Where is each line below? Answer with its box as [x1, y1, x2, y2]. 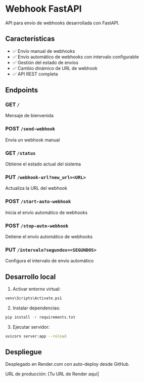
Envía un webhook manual [5, 136, 60, 143]
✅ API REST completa [12, 71, 58, 77]
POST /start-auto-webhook [5, 198, 71, 205]
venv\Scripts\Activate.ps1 [5, 296, 62, 301]
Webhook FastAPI [5, 3, 82, 15]
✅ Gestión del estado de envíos [12, 59, 79, 65]
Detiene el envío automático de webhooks [5, 233, 93, 239]
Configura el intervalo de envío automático [5, 258, 94, 264]
